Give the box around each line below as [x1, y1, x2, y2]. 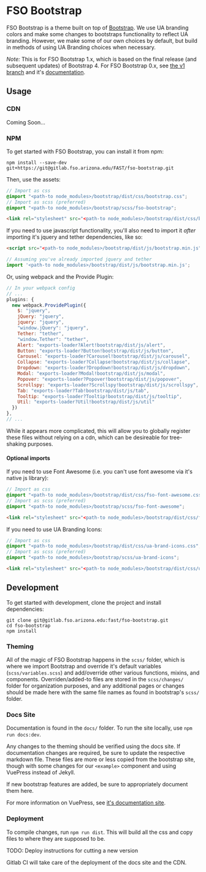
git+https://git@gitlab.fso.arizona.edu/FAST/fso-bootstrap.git [6, 165, 174, 171]
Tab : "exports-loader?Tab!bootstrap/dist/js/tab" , [17, 388, 150, 394]
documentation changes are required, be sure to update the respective [6, 749, 185, 757]
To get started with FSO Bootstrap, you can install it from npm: [6, 148, 164, 155]
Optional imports [6, 454, 50, 462]
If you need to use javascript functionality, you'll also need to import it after [6, 227, 196, 234]
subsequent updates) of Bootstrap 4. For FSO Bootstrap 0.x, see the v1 [6, 62, 185, 69]
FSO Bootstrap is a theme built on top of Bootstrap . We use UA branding [6, 24, 189, 31]
